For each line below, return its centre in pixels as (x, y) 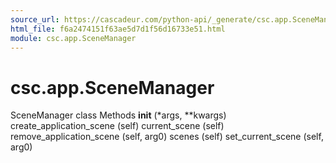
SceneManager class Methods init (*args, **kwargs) (118, 115)
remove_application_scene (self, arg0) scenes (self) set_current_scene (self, (167, 137)
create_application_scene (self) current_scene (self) (117, 126)
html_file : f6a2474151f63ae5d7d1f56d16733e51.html (118, 29)
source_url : (35, 19)
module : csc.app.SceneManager (73, 38)
